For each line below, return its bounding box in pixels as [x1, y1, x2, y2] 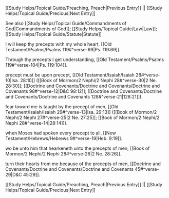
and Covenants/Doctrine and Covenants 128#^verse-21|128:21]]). [5, 94, 143, 100]
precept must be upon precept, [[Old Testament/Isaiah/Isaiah [5, 72, 135, 78]
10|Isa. [5, 77, 20, 83]
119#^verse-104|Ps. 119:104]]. [5, 62, 68, 68]
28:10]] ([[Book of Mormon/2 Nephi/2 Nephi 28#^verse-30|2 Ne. [20, 77, 157, 83]
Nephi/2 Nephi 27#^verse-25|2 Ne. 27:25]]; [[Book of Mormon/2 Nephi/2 [5, 114, 160, 121]
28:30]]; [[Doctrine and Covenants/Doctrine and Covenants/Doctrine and [5, 83, 160, 89]
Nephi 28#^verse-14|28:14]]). [5, 120, 68, 126]
